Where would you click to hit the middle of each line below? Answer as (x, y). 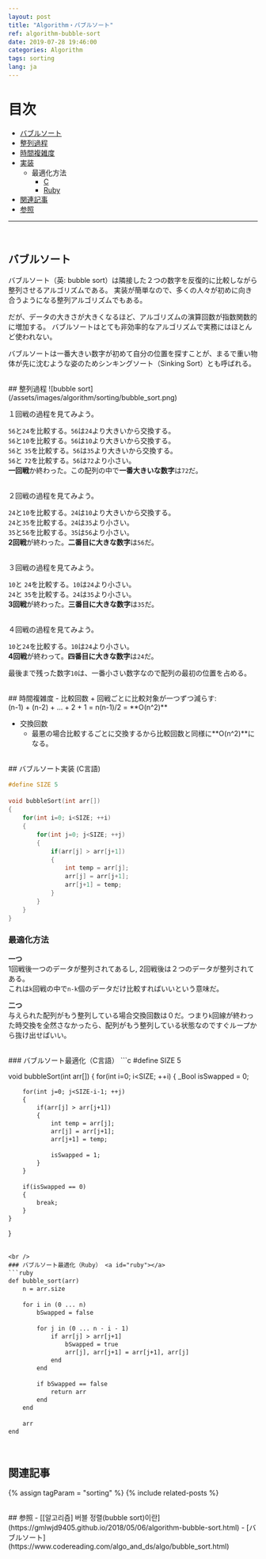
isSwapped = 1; (76, 1155)
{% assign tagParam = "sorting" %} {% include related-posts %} (114, 1492)
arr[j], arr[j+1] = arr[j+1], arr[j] (127, 1352)
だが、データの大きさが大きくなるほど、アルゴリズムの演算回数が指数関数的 (133, 316)
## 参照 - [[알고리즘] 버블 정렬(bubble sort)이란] (84, 1517)
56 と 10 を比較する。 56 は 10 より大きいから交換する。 (92, 441)
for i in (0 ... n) (55, 1305)
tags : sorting (32, 59)
